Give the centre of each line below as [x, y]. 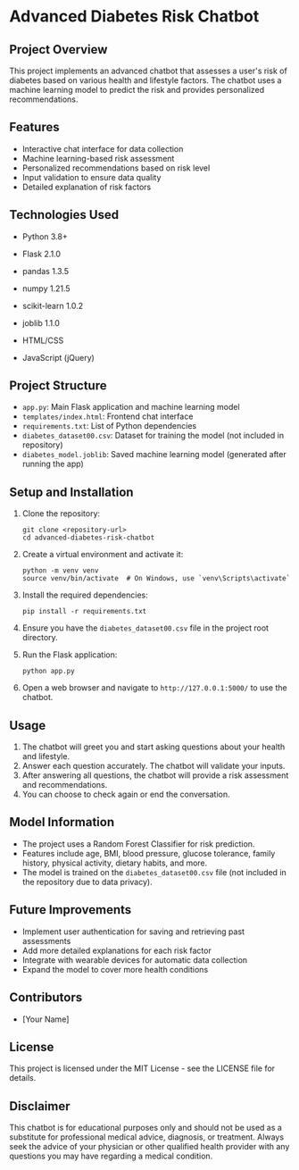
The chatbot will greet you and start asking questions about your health [154, 747]
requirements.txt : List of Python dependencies [109, 426]
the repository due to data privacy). [87, 882]
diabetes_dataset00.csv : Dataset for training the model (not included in [153, 436]
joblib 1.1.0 [41, 322]
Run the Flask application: [70, 655]
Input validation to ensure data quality [91, 177]
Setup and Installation [71, 492]
